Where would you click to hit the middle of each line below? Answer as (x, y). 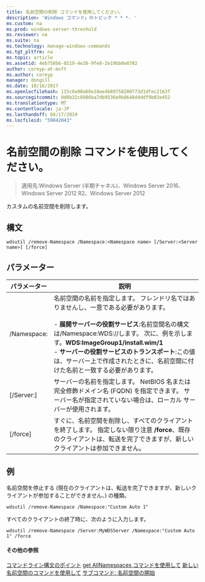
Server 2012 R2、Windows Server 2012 (95, 193)
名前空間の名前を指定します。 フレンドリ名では (121, 298)
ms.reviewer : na (27, 35)
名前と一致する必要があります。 (112, 370)
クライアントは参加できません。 (99, 448)
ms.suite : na (23, 40)
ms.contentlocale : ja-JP (38, 109)
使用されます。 (93, 409)
